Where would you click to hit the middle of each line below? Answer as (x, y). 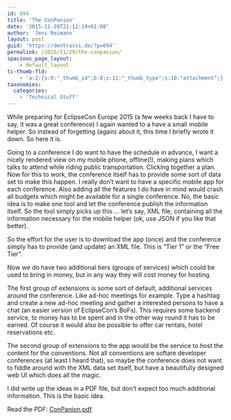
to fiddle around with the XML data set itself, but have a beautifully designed (115, 368)
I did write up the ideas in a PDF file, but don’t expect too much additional (111, 389)
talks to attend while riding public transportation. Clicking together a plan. (111, 167)
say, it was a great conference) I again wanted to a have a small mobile (108, 124)
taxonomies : (24, 84)
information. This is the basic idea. (56, 396)
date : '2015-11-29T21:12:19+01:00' (58, 26)
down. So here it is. (34, 139)
